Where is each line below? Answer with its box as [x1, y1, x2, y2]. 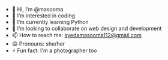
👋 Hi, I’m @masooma [11, 6, 64, 13]
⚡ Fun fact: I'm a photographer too [11, 47, 97, 54]
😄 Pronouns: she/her [11, 40, 65, 47]
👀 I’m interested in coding [11, 12, 76, 19]
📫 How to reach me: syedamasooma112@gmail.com [11, 32, 142, 38]
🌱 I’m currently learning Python [11, 19, 89, 25]
